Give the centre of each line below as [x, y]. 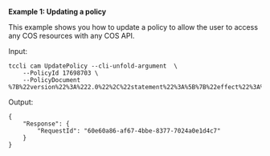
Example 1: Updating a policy [57, 12]
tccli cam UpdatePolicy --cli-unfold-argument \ [93, 66]
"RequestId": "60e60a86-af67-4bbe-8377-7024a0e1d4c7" [129, 131]
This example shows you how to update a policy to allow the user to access [133, 27]
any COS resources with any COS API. [72, 36]
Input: [18, 51]
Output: [21, 102]
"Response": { [46, 124]
